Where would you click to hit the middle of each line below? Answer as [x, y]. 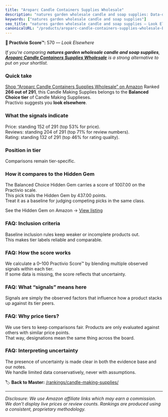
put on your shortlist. [27, 63]
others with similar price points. [37, 332]
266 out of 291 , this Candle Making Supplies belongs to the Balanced [77, 92]
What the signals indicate [37, 115]
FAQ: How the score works [38, 252]
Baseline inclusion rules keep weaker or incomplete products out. [72, 234]
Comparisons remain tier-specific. [40, 161]
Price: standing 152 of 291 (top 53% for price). [53, 126]
